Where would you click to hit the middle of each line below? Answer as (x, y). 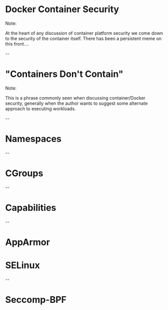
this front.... (17, 43)
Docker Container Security (62, 9)
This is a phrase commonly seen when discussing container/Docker (75, 98)
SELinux (23, 265)
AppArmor (28, 242)
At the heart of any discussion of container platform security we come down (84, 33)
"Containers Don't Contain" (64, 74)
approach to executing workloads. (41, 108)
